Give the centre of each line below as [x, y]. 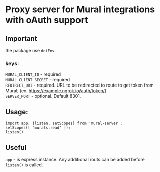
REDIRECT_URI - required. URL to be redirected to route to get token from [80, 85]
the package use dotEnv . [31, 51]
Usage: [17, 112]
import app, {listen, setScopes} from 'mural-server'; [64, 123]
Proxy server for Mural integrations [80, 9]
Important [21, 38]
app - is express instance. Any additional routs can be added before [75, 159]
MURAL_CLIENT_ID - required [33, 74]
